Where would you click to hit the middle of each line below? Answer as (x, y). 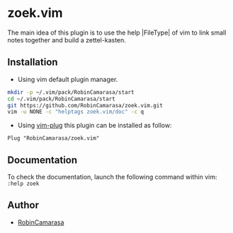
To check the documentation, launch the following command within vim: (112, 177)
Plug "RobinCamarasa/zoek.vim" (53, 138)
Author (23, 205)
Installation (33, 62)
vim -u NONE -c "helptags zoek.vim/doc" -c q (75, 112)
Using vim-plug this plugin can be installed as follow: (95, 126)
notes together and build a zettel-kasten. (67, 40)
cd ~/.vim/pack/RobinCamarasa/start (61, 99)
